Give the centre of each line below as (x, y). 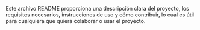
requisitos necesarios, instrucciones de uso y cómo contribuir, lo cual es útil (100, 15)
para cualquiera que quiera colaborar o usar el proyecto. (76, 21)
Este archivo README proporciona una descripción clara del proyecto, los (97, 9)
